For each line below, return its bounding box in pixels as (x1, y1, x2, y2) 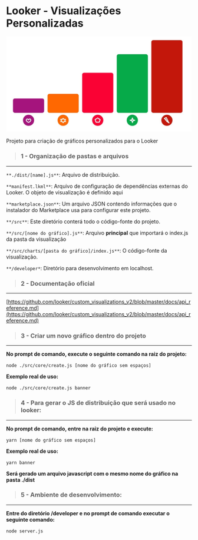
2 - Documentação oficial (20, 279, 95, 287)
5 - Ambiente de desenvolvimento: (20, 491, 123, 499)
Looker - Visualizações (6, 4, 121, 18)
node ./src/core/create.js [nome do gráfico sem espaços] (6, 363, 151, 369)
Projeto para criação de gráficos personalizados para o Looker (6, 137, 159, 145)
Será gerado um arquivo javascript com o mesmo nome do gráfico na (6, 470, 179, 477)
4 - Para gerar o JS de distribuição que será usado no (20, 399, 176, 407)
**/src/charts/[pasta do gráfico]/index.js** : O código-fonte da (6, 247, 167, 254)
